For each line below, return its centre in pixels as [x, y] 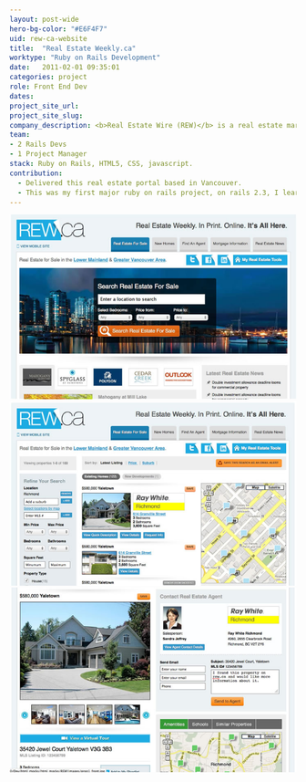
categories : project [49, 78]
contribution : [36, 173]
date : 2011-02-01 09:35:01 [65, 68]
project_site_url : [44, 106]
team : [20, 135]
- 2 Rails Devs [38, 145]
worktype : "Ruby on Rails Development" [85, 58]
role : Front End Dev [49, 87]
